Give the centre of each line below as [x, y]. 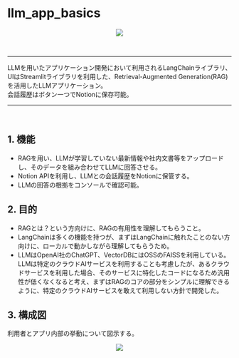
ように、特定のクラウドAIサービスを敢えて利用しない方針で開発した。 [120, 290]
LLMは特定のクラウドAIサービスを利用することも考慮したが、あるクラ [121, 264]
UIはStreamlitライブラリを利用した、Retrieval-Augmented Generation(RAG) [118, 76]
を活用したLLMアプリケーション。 [57, 85]
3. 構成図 [27, 315]
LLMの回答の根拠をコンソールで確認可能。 [80, 185]
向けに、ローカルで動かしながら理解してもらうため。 [95, 246]
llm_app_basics [54, 13]
